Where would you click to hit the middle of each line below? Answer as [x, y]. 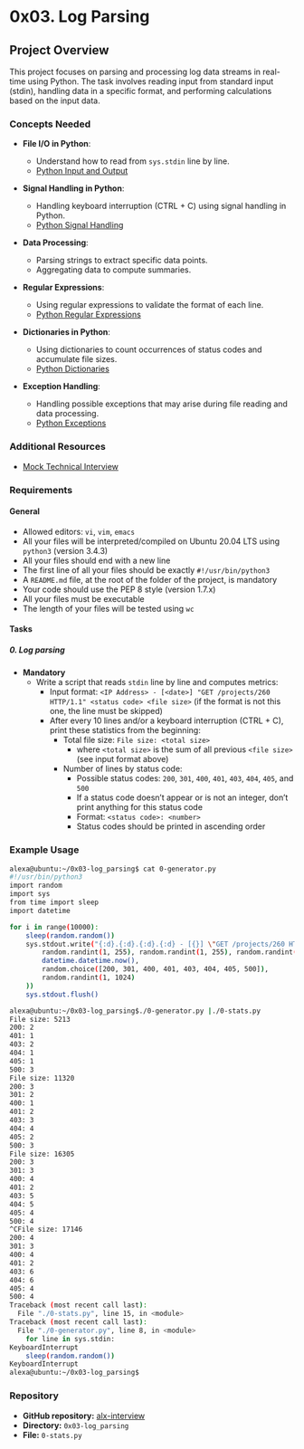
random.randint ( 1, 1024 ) [89, 978]
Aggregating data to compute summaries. [114, 270]
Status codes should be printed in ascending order [171, 826]
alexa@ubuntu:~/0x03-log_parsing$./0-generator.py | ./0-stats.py [135, 1011]
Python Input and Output [82, 171]
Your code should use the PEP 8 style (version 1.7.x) [119, 589]
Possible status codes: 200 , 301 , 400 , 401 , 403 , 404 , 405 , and [185, 778]
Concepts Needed [50, 124]
